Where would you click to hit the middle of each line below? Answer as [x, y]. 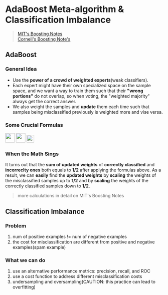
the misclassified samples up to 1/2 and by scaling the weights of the [77, 181]
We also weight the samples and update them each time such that [81, 107]
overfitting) [24, 287]
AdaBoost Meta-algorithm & [65, 9]
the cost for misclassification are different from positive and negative [84, 242]
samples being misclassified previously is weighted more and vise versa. [88, 112]
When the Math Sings [32, 154]
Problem [16, 225]
